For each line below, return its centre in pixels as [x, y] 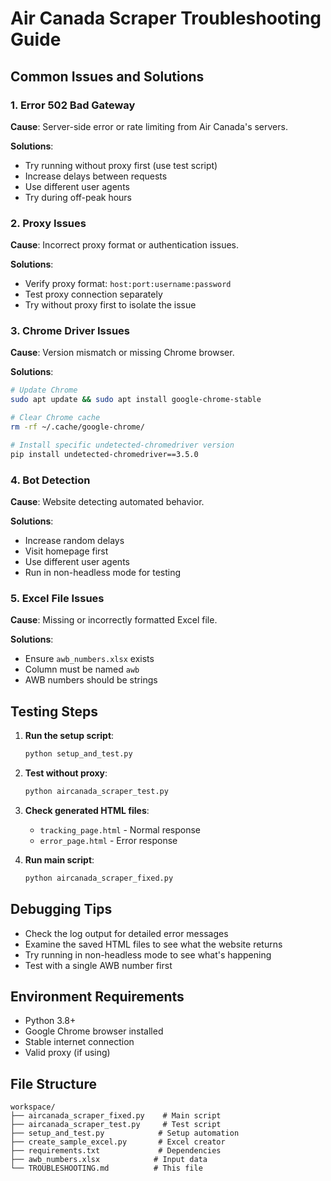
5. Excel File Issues [57, 598]
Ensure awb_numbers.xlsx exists [89, 659]
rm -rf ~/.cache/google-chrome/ [77, 427]
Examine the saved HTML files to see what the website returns [153, 944]
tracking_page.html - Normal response [120, 829]
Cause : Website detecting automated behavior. [107, 502]
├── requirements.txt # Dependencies [116, 1151]
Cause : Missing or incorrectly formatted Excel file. [114, 620]
